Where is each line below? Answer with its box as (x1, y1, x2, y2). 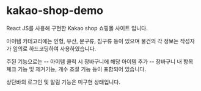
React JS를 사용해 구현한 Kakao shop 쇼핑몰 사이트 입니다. (6, 24, 148, 32)
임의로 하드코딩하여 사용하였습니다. (12, 45, 97, 52)
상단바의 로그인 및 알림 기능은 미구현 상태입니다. (6, 78, 121, 86)
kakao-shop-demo (6, 4, 104, 18)
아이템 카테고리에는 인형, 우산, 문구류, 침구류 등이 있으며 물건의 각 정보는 (6, 37, 179, 44)
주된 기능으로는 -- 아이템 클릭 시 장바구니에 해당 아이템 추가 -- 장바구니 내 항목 (6, 58, 194, 65)
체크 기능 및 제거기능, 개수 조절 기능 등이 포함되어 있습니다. (6, 65, 147, 73)
